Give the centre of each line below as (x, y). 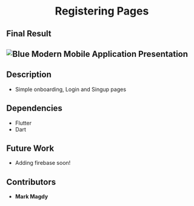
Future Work (30, 148)
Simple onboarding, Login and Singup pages (70, 89)
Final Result (29, 34)
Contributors (31, 182)
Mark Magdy (32, 197)
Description (29, 75)
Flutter (23, 123)
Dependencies (34, 108)
